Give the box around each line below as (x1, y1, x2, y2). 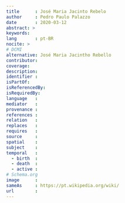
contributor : (6, 57, 38, 63)
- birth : (11, 156, 38, 161)
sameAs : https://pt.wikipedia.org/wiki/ (6, 183, 119, 188)
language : (6, 95, 38, 101)
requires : (6, 128, 38, 135)
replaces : (6, 123, 38, 129)
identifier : (6, 74, 38, 80)
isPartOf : (6, 80, 31, 85)
